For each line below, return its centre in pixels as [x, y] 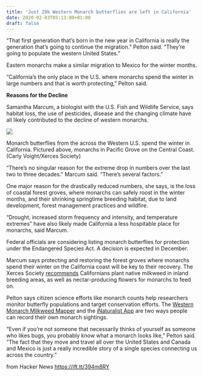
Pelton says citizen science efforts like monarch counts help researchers [97, 298]
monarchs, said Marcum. [37, 230]
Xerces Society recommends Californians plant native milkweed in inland [98, 273]
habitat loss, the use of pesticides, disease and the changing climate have [99, 114]
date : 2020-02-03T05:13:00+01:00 [49, 18]
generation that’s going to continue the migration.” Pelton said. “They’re [96, 47]
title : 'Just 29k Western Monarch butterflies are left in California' [99, 12]
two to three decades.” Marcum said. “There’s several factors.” [85, 175]
